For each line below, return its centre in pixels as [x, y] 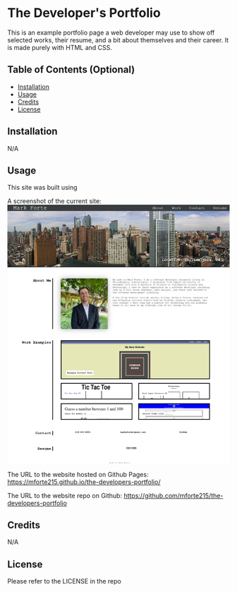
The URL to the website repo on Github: [65, 495]
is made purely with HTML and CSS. [60, 47]
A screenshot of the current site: [54, 201]
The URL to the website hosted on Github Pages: [78, 474]
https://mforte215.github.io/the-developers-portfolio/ [84, 482]
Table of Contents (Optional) [71, 70]
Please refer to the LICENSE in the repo [64, 581]
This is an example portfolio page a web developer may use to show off [111, 32]
